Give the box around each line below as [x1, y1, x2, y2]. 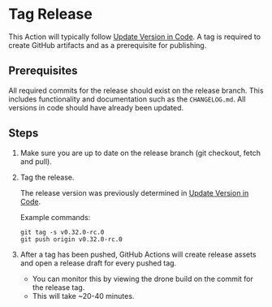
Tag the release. [19, 172, 75, 182]
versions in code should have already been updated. [8, 102, 184, 112]
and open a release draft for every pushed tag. [19, 257, 177, 268]
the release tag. [32, 282, 85, 292]
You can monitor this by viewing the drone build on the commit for [32, 274, 253, 283]
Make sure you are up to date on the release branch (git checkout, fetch [19, 148, 261, 158]
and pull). [19, 156, 53, 166]
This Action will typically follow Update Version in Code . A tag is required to [8, 32, 261, 41]
